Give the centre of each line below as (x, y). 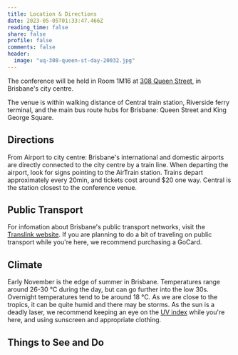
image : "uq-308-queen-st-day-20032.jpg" (74, 61)
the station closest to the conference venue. (72, 187)
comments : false (31, 47)
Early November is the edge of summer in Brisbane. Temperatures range (114, 282)
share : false (27, 34)
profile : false (30, 41)
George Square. (31, 117)
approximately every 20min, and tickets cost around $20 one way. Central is (119, 180)
